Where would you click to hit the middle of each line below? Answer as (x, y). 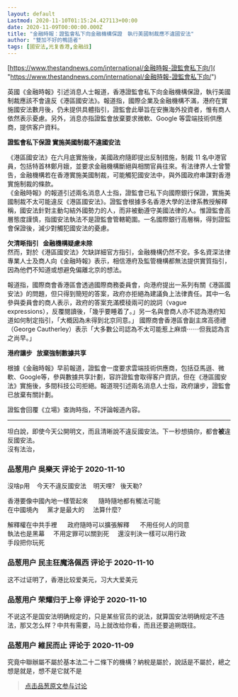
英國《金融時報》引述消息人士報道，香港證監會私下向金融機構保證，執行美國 (119, 92)
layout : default (31, 14)
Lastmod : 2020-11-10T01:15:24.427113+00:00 (73, 21)
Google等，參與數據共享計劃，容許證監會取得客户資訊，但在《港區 (117, 377)
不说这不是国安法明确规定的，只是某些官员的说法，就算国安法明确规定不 (113, 616)
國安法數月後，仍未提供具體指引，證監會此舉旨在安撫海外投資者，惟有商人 (122, 109)
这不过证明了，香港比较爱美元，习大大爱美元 (73, 579)
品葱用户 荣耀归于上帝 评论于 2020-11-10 (77, 599)
